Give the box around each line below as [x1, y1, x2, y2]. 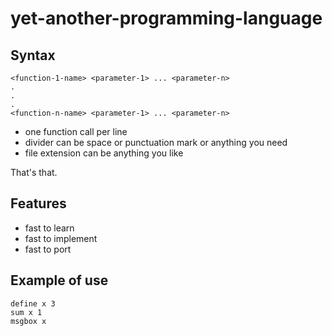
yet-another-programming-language [10, 7, 323, 30]
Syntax [10, 47, 56, 64]
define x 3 [10, 298, 56, 309]
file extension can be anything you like [24, 147, 184, 159]
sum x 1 [10, 307, 43, 317]
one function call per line [24, 126, 128, 137]
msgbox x [10, 316, 47, 326]
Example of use [10, 272, 109, 289]
